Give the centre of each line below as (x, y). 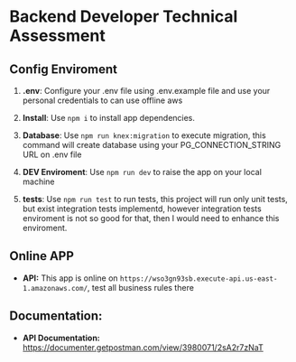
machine (39, 181)
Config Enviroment (64, 69)
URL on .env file (52, 154)
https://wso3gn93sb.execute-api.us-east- (199, 278)
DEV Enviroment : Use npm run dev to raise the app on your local (142, 172)
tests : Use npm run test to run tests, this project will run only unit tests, (155, 199)
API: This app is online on (70, 278)
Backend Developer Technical (124, 17)
